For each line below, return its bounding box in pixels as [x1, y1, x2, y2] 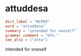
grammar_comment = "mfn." [5, 33, 59, 38]
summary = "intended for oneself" [5, 28, 77, 33]
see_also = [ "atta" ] [5, 37, 48, 42]
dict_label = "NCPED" [5, 19, 50, 24]
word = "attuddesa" [5, 24, 46, 28]
